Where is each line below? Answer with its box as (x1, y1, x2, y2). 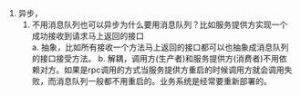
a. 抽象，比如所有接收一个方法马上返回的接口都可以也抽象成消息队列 (31, 42, 289, 52)
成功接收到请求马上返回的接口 (31, 31, 144, 41)
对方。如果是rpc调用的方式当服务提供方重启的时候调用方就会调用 (39, 64, 285, 75)
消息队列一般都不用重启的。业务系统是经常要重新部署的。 (56, 76, 272, 86)
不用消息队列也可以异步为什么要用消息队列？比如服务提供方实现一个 (31, 19, 288, 30)
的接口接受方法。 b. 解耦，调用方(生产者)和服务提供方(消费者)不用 (31, 53, 280, 63)
